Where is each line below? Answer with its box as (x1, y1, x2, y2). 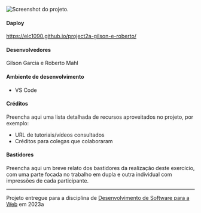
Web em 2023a (6, 200, 44, 208)
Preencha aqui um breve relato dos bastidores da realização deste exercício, (6, 165, 195, 172)
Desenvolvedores (6, 46, 51, 53)
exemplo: (6, 119, 29, 126)
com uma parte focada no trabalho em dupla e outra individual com (6, 171, 172, 178)
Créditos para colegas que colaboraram (14, 137, 113, 144)
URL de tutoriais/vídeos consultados (14, 131, 105, 138)
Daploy (6, 19, 25, 26)
